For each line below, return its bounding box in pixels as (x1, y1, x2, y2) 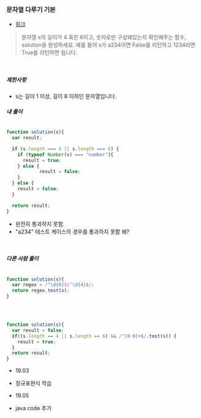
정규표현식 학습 (15, 379, 52, 387)
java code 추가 (15, 404, 52, 412)
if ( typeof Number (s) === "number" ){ (17, 152, 114, 158)
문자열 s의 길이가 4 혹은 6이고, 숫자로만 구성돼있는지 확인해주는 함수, (21, 34, 187, 41)
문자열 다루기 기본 (6, 5, 56, 14)
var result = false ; (12, 327, 64, 333)
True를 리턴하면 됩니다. (21, 49, 78, 56)
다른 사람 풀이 (6, 255, 39, 262)
